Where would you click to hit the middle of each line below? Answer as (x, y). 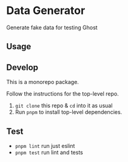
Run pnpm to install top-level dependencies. (69, 112)
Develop (22, 67)
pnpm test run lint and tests (49, 152)
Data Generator (46, 11)
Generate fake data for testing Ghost (52, 27)
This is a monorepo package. (42, 82)
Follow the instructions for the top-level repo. (63, 94)
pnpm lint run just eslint (45, 146)
